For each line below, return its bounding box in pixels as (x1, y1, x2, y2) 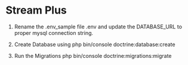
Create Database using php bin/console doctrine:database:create (14, 41, 175, 48)
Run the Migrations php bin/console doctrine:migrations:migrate (14, 52, 172, 59)
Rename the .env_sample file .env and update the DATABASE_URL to (14, 23, 183, 30)
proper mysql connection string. (14, 29, 94, 36)
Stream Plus (5, 4, 67, 17)
